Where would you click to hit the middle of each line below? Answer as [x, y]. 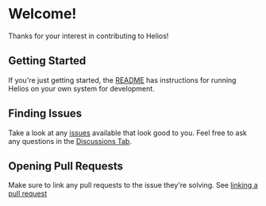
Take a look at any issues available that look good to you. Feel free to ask [128, 133]
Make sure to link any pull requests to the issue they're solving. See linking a [133, 185]
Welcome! [42, 14]
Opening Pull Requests [66, 166]
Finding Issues [45, 113]
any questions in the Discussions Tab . [70, 141]
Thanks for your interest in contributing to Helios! [89, 36]
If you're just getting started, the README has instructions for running [122, 80]
